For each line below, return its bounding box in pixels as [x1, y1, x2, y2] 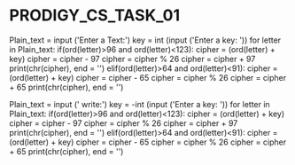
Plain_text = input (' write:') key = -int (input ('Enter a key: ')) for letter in [9, 98, 270, 109]
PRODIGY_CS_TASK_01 [9, 5, 181, 26]
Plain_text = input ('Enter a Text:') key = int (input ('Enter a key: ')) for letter [9, 35, 282, 45]
